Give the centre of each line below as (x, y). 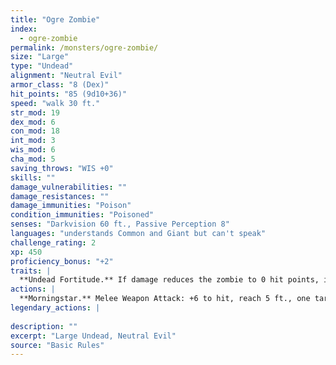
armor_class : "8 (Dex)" (60, 85)
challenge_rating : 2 (53, 242)
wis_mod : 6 (33, 150)
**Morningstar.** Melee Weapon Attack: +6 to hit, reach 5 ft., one (165, 299)
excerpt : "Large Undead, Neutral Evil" (93, 336)
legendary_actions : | (55, 308)
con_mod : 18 (35, 131)
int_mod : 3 (33, 141)
